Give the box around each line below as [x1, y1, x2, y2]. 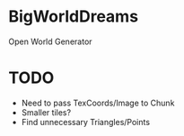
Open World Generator [8, 36, 92, 47]
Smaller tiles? [21, 106, 72, 118]
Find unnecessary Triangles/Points [21, 116, 150, 127]
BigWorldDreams [8, 6, 139, 27]
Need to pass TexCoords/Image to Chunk [21, 97, 175, 108]
